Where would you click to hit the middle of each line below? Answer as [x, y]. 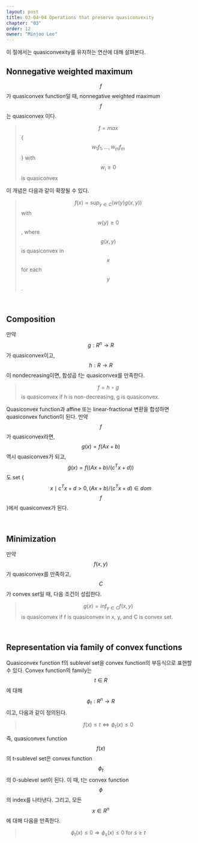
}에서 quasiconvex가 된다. [37, 508]
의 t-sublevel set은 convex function [49, 758]
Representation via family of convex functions [94, 648]
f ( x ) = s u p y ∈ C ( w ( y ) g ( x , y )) [108, 203]
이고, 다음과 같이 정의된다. [37, 712]
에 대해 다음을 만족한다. [34, 821]
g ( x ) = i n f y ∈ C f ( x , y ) [108, 607]
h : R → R [101, 365]
